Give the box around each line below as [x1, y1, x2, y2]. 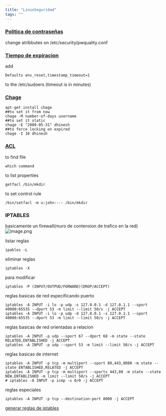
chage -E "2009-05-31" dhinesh [5, 123, 70, 128]
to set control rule [5, 191, 41, 197]
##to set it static [5, 118, 46, 123]
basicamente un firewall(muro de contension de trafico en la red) [5, 223, 138, 229]
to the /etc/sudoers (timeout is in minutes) [5, 81, 91, 87]
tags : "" [5, 12, 23, 17]
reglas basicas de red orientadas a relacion [5, 324, 93, 330]
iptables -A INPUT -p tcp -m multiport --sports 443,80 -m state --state [5, 369, 162, 374]
